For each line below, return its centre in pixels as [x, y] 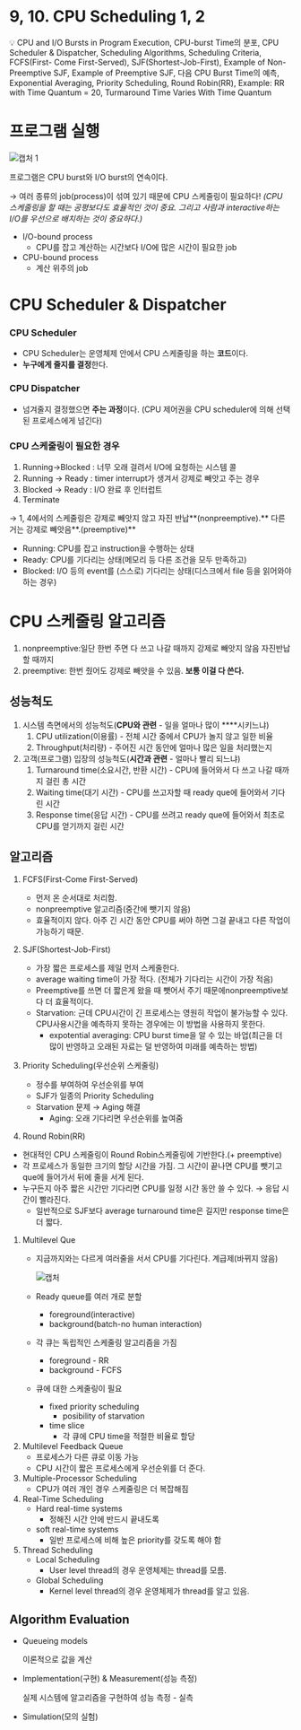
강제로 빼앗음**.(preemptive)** [81, 529]
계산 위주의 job [62, 267]
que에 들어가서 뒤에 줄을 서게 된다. [83, 1176]
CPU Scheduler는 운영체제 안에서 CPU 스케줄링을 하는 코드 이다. [135, 354]
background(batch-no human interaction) [125, 1324]
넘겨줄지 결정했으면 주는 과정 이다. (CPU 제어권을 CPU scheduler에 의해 [148, 409]
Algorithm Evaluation [69, 1619]
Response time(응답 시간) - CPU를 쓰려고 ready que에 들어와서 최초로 [160, 815]
